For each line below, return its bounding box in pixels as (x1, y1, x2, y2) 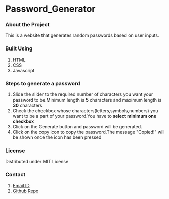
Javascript (12, 67, 35, 73)
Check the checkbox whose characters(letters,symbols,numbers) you (12, 108, 158, 114)
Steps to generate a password (5, 80, 80, 87)
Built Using (5, 45, 33, 52)
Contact (5, 171, 26, 178)
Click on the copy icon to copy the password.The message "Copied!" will (12, 129, 165, 135)
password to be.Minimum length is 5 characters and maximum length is (12, 97, 162, 103)
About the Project (5, 21, 50, 28)
